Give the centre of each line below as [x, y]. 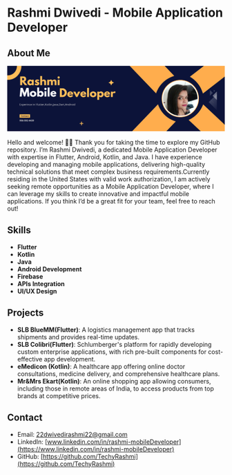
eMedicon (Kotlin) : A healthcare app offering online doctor [101, 366]
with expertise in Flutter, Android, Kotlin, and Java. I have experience [105, 157]
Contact [25, 418]
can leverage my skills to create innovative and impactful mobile [98, 194]
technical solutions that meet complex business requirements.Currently [108, 172]
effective [30, 359]
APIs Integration [41, 284]
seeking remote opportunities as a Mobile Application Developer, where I [110, 187]
